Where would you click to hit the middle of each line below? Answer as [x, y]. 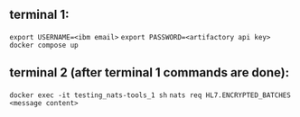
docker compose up [44, 45]
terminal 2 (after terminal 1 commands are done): [150, 72]
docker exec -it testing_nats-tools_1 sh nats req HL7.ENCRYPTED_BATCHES [150, 95]
